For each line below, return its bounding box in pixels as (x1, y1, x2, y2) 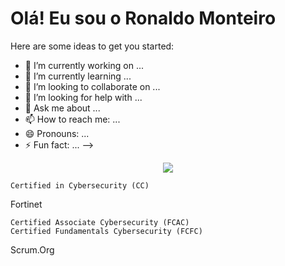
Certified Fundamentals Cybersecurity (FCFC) (10, 226, 203, 236)
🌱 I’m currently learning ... (24, 70, 132, 82)
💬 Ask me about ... (24, 102, 101, 114)
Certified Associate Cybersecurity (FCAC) (10, 217, 190, 227)
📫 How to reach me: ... (24, 113, 121, 125)
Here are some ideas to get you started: (10, 40, 175, 52)
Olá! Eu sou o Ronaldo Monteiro (10, 7, 277, 30)
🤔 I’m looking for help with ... (24, 91, 143, 103)
